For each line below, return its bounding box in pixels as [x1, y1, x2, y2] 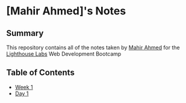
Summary [6, 28, 44, 38]
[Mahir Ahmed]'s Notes [6, 4, 126, 18]
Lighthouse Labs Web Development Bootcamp [6, 50, 122, 57]
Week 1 [14, 83, 33, 90]
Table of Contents [6, 68, 75, 78]
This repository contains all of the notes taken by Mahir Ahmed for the [6, 44, 180, 51]
